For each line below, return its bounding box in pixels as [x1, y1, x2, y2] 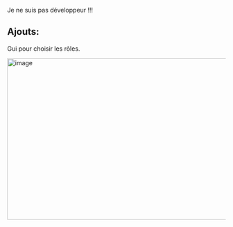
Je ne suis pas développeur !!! [7, 6, 94, 14]
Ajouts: [7, 26, 40, 37]
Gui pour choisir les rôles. [7, 44, 80, 53]
